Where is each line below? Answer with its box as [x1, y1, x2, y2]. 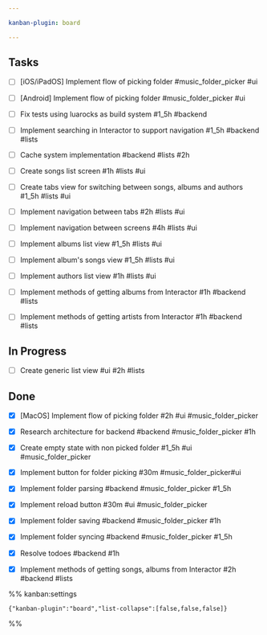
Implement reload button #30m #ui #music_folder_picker [19, 500, 208, 510]
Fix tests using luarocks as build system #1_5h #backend [19, 109, 208, 119]
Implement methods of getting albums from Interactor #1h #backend [19, 287, 246, 297]
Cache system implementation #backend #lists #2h [19, 150, 190, 159]
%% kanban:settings [8, 588, 78, 599]
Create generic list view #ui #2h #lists [19, 366, 145, 375]
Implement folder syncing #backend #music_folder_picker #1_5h [19, 532, 233, 542]
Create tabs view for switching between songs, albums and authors [19, 182, 243, 191]
